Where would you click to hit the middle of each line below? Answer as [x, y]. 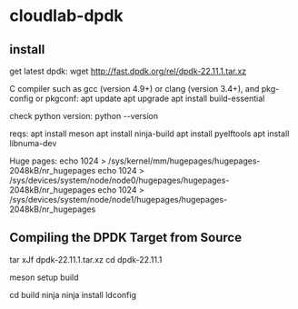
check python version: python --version [84, 116]
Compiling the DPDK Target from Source [126, 238]
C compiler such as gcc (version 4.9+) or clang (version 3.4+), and [134, 89]
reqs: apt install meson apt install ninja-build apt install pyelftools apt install [149, 134]
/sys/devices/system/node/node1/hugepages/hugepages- [119, 199]
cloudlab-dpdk [67, 16]
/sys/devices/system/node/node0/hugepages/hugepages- [119, 180]
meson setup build [44, 277]
